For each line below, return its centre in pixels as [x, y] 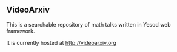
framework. [21, 31]
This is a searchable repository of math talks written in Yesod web [88, 24]
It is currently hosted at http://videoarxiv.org [62, 42]
